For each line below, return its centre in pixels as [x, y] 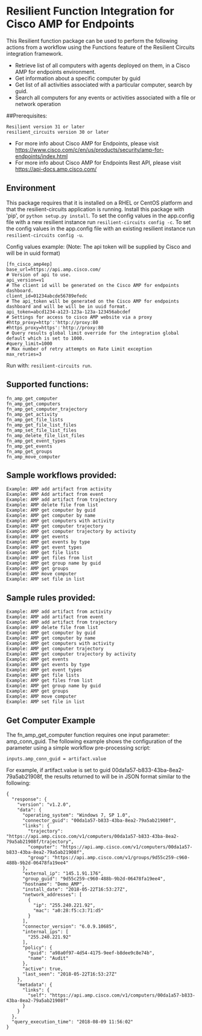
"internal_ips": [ [45, 932]
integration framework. [35, 53]
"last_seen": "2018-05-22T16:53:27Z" [70, 974]
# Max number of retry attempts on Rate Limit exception [79, 349]
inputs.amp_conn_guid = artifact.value [56, 759]
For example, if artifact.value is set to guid [58, 770]
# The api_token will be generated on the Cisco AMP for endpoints [93, 301]
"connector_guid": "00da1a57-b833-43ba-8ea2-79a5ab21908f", [99, 820]
